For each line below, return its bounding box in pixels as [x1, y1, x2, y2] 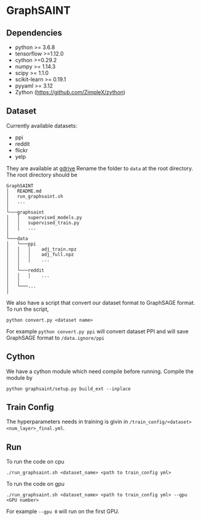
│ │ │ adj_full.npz [6, 251, 74, 257]
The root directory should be [6, 171, 78, 178]
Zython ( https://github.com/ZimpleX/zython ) [14, 89, 126, 95]
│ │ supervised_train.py [6, 220, 80, 226]
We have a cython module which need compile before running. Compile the [6, 368, 194, 375]
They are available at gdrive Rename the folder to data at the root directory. [6, 164, 193, 172]
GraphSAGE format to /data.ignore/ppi [6, 334, 105, 341]
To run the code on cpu [6, 458, 65, 465]
